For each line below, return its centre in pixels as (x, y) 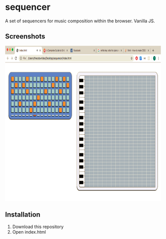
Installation (23, 215)
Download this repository (38, 227)
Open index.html (29, 232)
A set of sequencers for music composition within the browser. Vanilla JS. (80, 21)
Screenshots (25, 36)
